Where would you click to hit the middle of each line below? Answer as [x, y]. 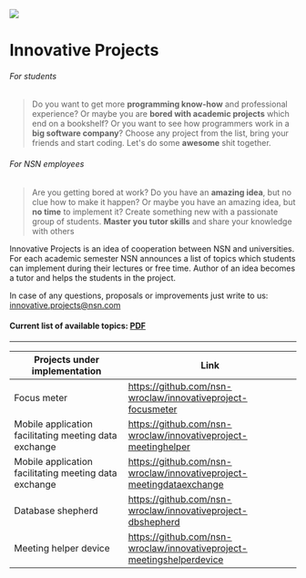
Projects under [66, 359]
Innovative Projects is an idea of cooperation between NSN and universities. [152, 248]
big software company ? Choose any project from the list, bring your [160, 133]
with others [53, 231]
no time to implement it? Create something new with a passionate [155, 212]
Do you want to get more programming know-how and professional [160, 104]
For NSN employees [47, 163]
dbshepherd [154, 521]
